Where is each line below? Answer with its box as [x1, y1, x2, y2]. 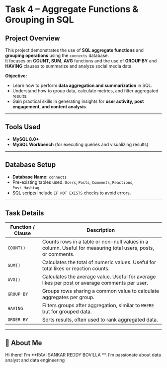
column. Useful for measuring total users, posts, [42, 245, 154, 252]
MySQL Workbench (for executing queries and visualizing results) [12, 141, 149, 147]
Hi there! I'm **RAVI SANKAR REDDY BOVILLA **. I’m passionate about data [5, 352, 162, 358]
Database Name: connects [12, 174, 67, 180]
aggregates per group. [42, 294, 94, 301]
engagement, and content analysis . [12, 104, 87, 109]
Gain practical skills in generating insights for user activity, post [12, 98, 144, 104]
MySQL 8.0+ [12, 136, 39, 142]
